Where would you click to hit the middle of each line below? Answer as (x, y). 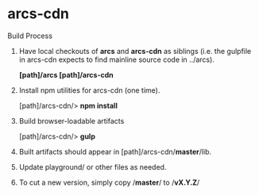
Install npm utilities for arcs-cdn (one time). (89, 90)
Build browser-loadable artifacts (72, 120)
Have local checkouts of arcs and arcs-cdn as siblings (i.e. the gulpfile (135, 51)
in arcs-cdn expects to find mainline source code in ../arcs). (117, 59)
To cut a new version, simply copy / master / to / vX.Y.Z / (109, 182)
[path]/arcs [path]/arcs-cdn (66, 75)
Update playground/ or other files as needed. (93, 166)
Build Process (30, 36)
